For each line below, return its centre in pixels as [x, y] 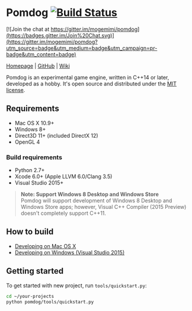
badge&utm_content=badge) [41, 54]
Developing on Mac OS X [45, 246]
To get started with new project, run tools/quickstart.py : [76, 285]
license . [16, 90]
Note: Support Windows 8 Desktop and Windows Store [89, 194]
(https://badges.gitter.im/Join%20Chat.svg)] [60, 35]
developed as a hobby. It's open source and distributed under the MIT [91, 84]
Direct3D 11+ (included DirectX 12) [57, 135]
